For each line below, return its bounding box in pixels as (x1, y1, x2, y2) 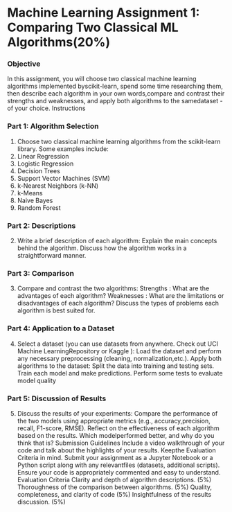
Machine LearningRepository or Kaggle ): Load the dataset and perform (17, 346, 222, 355)
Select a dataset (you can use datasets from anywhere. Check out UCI (17, 339, 218, 348)
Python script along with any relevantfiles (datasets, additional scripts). (17, 461, 220, 469)
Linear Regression (17, 152, 69, 160)
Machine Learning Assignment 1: (7, 5, 200, 21)
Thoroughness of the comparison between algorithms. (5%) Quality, (17, 483, 213, 491)
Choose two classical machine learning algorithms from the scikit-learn (17, 137, 221, 145)
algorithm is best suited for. (17, 306, 96, 315)
